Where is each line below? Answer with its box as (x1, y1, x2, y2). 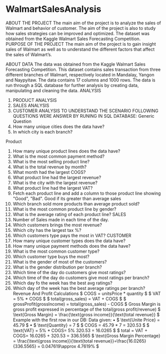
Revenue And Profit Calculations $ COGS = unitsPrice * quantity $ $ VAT (12, 290, 161, 296)
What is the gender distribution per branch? (12, 264, 102, 270)
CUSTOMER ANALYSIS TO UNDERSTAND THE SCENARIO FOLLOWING (12, 108, 159, 114)
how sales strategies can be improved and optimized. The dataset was (5, 30, 150, 36)
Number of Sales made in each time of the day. (12, 216, 110, 222)
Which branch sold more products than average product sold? (12, 201, 140, 207)
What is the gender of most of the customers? (12, 259, 107, 265)
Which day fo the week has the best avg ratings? (12, 280, 113, 286)
